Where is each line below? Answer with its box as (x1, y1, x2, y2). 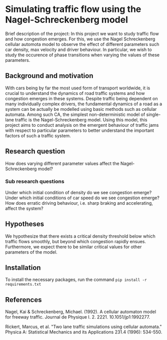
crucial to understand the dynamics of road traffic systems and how (5, 90, 145, 96)
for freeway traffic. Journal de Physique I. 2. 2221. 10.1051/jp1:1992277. (5, 314, 150, 320)
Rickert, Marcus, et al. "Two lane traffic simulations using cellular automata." (5, 324, 162, 330)
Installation (5, 264, 41, 272)
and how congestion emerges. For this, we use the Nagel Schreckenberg (5, 36, 155, 42)
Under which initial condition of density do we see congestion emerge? (5, 189, 152, 195)
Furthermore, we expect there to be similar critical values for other (5, 244, 142, 250)
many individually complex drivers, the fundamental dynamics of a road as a (5, 101, 162, 107)
